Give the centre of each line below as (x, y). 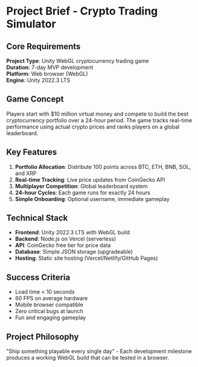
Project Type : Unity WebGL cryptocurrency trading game (78, 61)
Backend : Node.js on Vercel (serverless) (65, 239)
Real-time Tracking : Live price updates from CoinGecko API (90, 179)
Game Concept (35, 99)
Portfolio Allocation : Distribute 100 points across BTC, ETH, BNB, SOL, (103, 167)
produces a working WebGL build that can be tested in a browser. (88, 358)
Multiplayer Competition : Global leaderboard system (81, 186)
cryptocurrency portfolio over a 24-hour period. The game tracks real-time (99, 120)
